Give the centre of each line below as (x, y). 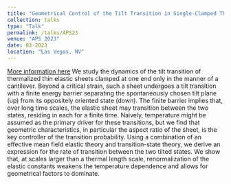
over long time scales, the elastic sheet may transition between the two (108, 108)
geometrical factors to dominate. (53, 173)
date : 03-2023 (27, 45)
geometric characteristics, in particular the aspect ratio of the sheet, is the (112, 129)
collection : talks (33, 20)
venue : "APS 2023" (33, 39)
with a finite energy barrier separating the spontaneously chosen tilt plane (112, 93)
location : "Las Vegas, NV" (46, 52)
